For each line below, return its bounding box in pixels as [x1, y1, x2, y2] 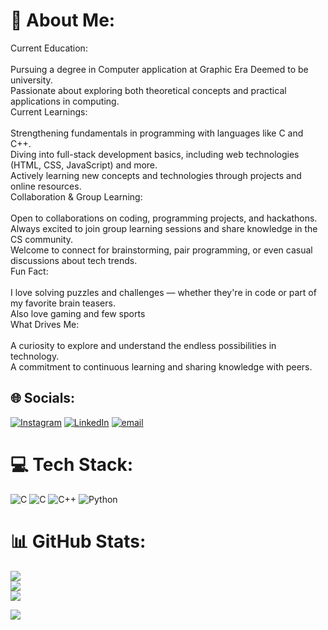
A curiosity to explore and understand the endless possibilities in [10, 339, 277, 351]
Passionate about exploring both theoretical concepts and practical [10, 84, 287, 96]
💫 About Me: [10, 9, 116, 32]
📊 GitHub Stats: [10, 530, 147, 553]
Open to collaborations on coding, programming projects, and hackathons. [10, 212, 318, 224]
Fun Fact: [10, 265, 49, 277]
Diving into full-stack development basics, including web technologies [10, 148, 300, 160]
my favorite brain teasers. [10, 297, 116, 309]
